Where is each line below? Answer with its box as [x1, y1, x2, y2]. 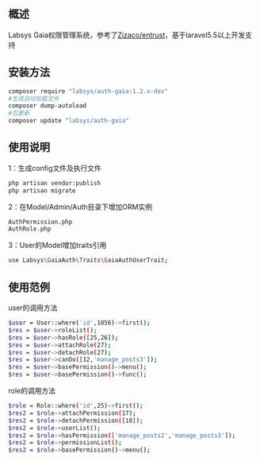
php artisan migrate [8, 186, 77, 195]
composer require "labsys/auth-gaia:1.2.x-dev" [8, 87, 169, 95]
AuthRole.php [8, 225, 52, 233]
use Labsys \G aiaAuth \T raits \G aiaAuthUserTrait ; [8, 257, 169, 265]
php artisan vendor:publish [8, 179, 101, 187]
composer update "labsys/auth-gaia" [8, 117, 129, 125]
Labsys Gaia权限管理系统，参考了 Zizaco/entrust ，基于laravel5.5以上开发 [8, 30, 246, 40]
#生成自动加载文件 [8, 95, 59, 103]
